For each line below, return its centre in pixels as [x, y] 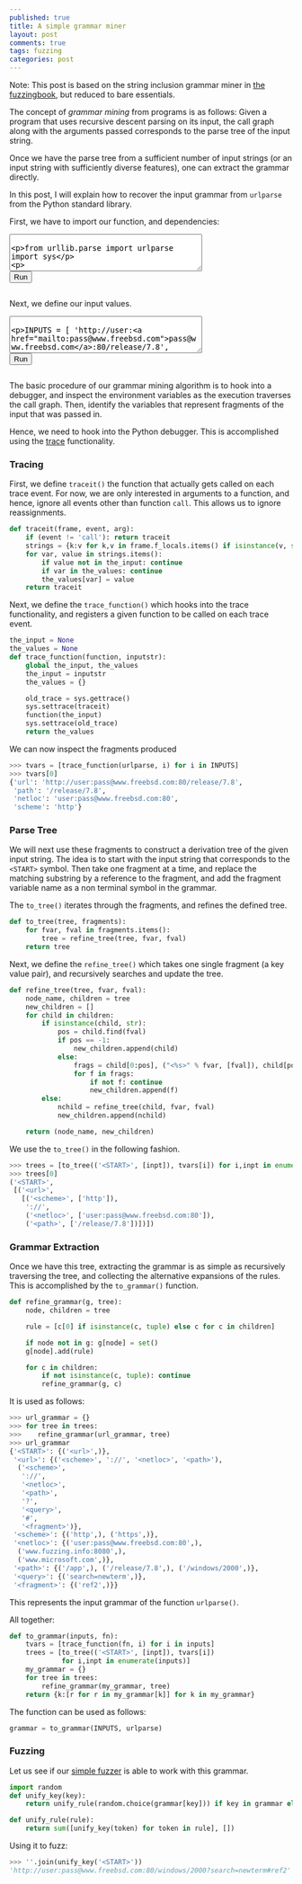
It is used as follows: [47, 1401]
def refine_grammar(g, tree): [66, 1302]
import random [36, 1787]
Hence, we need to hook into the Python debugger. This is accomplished [144, 431]
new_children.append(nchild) [112, 1115]
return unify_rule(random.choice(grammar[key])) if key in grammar [154, 1804]
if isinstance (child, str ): [94, 1024]
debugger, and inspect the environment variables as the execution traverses [151, 395]
